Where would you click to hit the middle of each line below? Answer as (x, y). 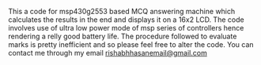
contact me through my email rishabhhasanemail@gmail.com (108, 53)
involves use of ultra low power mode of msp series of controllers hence (126, 28)
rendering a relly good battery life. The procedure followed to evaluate (123, 36)
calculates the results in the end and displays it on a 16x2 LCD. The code (126, 20)
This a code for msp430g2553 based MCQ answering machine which (122, 11)
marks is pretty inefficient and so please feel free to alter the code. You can (131, 45)
